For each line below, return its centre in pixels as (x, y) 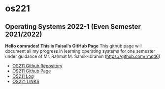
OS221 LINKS (26, 81)
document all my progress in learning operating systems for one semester (80, 51)
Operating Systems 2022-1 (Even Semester (73, 27)
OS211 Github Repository (37, 66)
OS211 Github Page (32, 71)
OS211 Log (23, 76)
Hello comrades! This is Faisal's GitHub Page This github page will (73, 46)
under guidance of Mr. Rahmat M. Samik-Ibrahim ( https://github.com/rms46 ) (83, 56)
